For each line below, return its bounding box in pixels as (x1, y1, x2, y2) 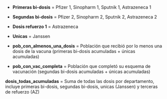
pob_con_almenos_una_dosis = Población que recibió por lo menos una (12, 43, 162, 49)
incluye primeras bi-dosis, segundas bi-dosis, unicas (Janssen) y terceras (5, 83, 158, 89)
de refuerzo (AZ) (5, 89, 40, 94)
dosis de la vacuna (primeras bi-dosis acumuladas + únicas (12, 48, 135, 54)
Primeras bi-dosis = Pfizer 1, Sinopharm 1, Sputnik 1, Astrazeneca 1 (12, 4, 151, 10)
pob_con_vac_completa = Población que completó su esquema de (12, 63, 151, 69)
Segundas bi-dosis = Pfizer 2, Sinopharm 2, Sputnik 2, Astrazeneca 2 (12, 14, 157, 19)
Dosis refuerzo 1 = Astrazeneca (12, 23, 78, 29)
